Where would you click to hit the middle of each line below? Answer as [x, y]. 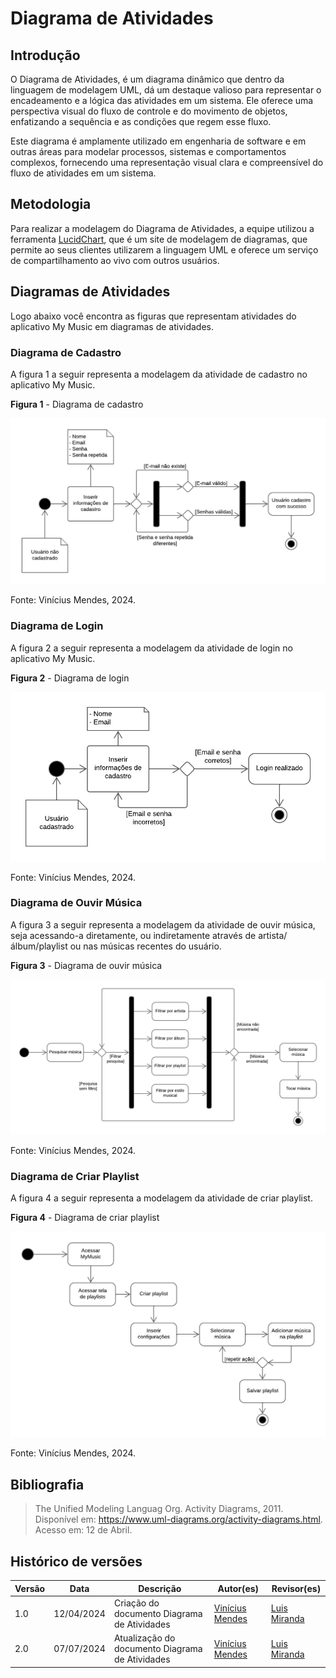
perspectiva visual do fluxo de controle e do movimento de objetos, [149, 111]
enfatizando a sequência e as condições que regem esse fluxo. [141, 121]
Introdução [45, 55]
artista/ [273, 935]
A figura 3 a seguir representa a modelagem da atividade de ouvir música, [163, 924]
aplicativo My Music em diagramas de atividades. [112, 326]
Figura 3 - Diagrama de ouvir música [86, 965]
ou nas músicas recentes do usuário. [145, 946]
